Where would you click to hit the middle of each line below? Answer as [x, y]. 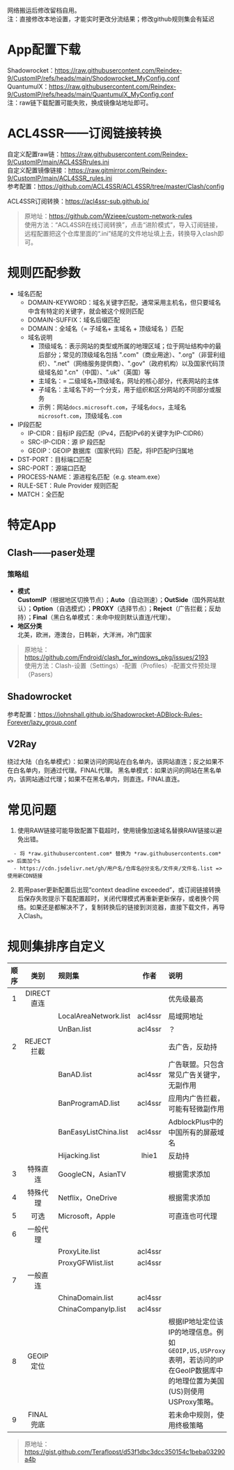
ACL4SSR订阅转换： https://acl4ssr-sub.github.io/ [78, 201]
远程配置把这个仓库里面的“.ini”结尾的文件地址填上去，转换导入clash [121, 233]
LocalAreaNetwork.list [94, 1016]
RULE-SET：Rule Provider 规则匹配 [68, 485]
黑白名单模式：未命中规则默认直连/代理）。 [114, 617]
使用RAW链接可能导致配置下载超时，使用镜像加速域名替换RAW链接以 [117, 831]
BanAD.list [75, 1074]
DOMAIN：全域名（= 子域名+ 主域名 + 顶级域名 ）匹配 [106, 328]
